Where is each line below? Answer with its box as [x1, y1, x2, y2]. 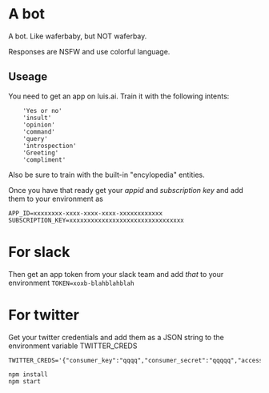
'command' [22, 127, 56, 136]
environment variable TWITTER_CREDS [8, 341, 138, 351]
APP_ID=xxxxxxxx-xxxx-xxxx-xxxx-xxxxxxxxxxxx [8, 209, 163, 217]
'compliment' [22, 155, 66, 164]
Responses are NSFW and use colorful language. [8, 46, 171, 56]
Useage [8, 70, 48, 84]
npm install [8, 370, 48, 379]
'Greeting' [22, 149, 59, 157]
